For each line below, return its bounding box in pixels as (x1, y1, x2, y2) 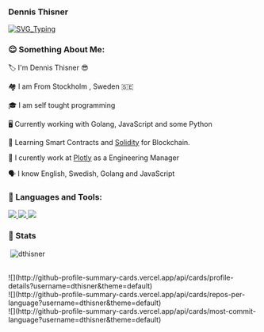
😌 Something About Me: (8, 44, 105, 55)
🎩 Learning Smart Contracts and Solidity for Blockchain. (8, 137, 190, 147)
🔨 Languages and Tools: (8, 191, 103, 202)
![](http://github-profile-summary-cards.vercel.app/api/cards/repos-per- (8, 289, 246, 299)
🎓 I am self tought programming (8, 100, 116, 109)
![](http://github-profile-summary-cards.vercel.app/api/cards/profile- (8, 273, 234, 282)
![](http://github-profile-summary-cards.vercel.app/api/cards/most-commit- (8, 306, 256, 315)
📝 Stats (8, 230, 36, 241)
